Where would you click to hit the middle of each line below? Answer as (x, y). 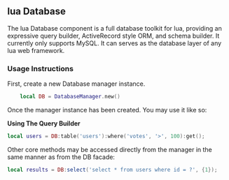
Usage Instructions (40, 68)
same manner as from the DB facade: (61, 157)
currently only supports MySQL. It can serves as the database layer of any (114, 43)
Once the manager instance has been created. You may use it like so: (107, 110)
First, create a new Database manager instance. (76, 84)
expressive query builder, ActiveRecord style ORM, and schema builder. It (113, 36)
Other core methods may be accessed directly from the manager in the (110, 149)
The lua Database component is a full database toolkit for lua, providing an (114, 28)
